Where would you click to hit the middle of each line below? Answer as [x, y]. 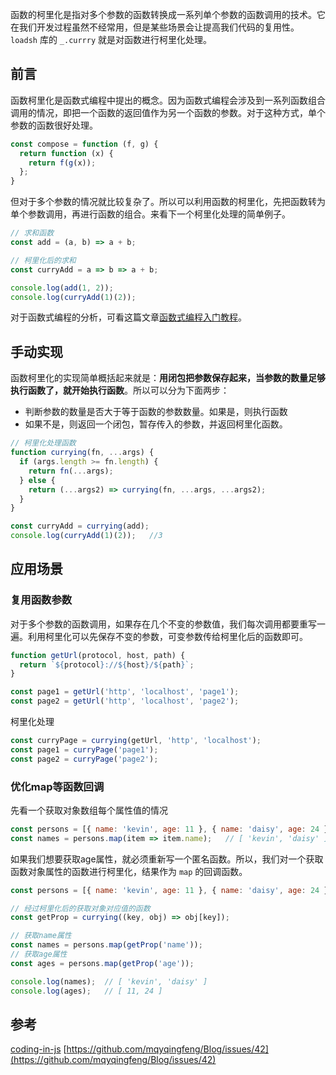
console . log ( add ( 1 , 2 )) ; [62, 288]
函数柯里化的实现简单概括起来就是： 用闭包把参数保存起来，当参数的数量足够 [168, 378]
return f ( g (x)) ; [62, 163]
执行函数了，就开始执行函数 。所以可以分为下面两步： [120, 390]
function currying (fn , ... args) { [82, 453]
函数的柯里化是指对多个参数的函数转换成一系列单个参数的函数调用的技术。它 [168, 14]
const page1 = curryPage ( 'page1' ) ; [84, 749]
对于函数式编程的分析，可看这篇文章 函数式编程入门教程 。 [128, 317]
